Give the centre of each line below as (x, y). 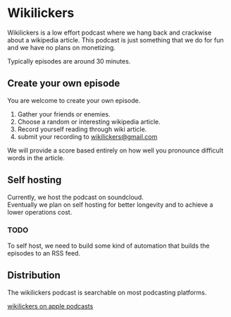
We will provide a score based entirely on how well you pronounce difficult (115, 150)
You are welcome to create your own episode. (74, 100)
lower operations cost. (40, 212)
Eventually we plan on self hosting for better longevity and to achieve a (110, 204)
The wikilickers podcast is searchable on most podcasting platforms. (107, 292)
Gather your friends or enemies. (64, 114)
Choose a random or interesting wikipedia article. (89, 121)
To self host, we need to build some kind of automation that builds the (108, 246)
